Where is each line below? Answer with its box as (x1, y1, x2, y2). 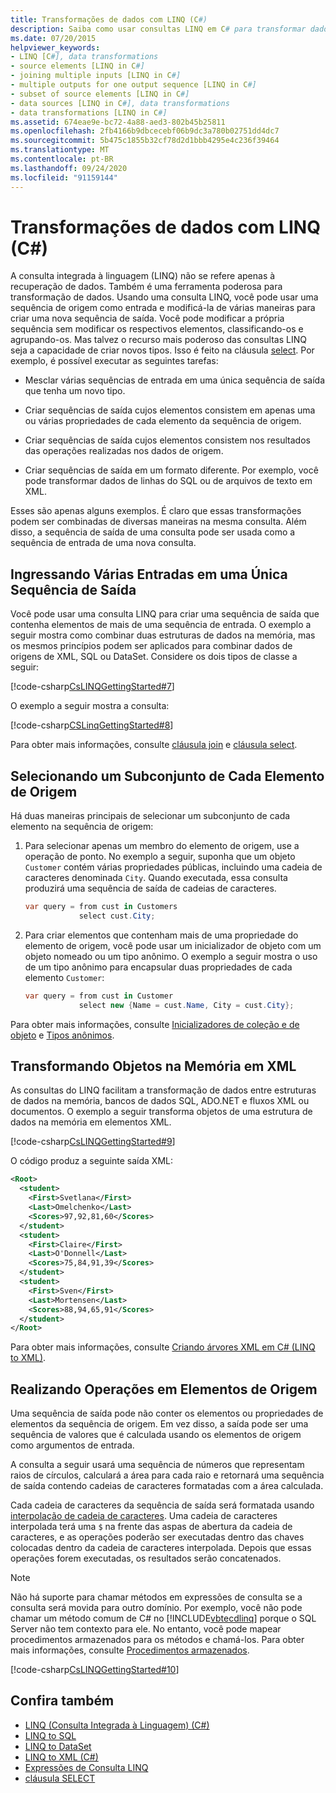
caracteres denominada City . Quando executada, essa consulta (24, 872, 288, 884)
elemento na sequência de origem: (10, 821, 154, 833)
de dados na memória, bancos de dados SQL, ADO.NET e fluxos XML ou (10, 1095, 310, 1107)
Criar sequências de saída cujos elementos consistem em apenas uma (24, 404, 316, 416)
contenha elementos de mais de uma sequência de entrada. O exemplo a (10, 619, 312, 631)
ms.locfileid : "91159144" (10, 172, 118, 183)
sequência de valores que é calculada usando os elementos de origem (10, 1429, 302, 1441)
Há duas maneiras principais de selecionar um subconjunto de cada (10, 810, 291, 822)
